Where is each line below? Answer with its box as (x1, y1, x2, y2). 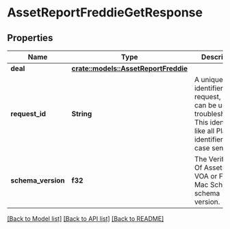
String (71, 109, 92, 118)
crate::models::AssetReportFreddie (71, 64, 188, 73)
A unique (194, 75, 224, 84)
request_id (10, 109, 47, 118)
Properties (7, 32, 53, 44)
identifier (194, 83, 224, 93)
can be (194, 100, 217, 110)
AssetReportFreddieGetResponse (7, 5, 203, 21)
